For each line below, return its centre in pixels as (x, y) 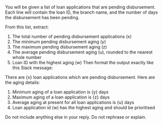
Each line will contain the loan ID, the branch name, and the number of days (81, 12)
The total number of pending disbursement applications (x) (72, 37)
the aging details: (23, 82)
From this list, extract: (27, 27)
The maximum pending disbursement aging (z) (59, 47)
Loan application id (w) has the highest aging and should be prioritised (84, 108)
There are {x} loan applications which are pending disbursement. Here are (80, 77)
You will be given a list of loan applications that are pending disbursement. (80, 7)
